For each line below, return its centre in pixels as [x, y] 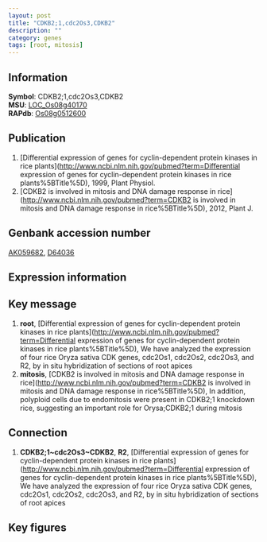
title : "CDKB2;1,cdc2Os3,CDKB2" [62, 23]
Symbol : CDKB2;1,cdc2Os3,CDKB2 [66, 96]
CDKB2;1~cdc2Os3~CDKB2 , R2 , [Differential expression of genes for [134, 452]
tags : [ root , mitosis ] [46, 45]
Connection [38, 433]
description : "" [35, 30]
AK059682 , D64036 [41, 252]
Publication [37, 139]
